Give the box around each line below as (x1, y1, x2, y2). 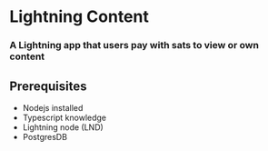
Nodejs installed (22, 102, 84, 113)
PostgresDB (22, 131, 68, 142)
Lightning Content (9, 6, 150, 27)
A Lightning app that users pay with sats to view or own (9, 39, 259, 52)
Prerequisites (9, 78, 87, 94)
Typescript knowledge (22, 112, 107, 123)
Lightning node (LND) (22, 121, 104, 133)
